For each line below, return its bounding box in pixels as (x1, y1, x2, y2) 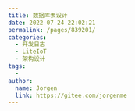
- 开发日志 (15, 41, 46, 48)
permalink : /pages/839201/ (8, 26, 96, 34)
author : (8, 77, 34, 84)
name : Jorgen (15, 84, 58, 92)
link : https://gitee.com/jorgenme (15, 91, 127, 99)
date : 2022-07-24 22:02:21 (8, 19, 96, 27)
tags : (8, 63, 26, 70)
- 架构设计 (15, 55, 46, 63)
